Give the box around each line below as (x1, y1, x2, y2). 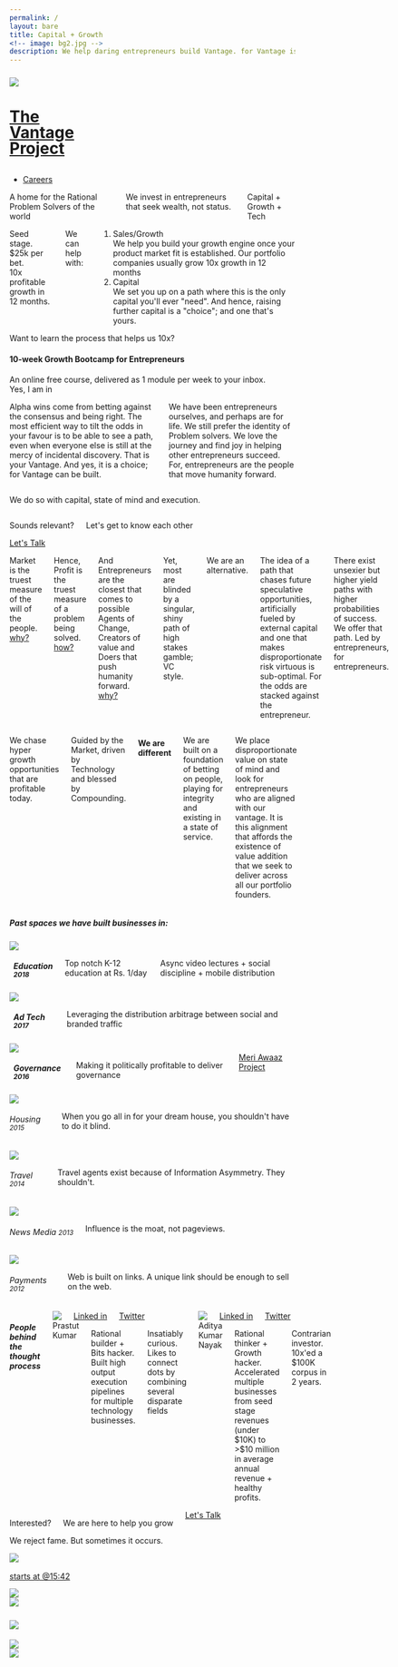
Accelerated (234, 1367, 280, 1378)
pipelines (90, 1386, 125, 1397)
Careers (22, 174, 53, 185)
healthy (234, 1483, 263, 1494)
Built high (90, 1358, 127, 1368)
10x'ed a (291, 1348, 324, 1358)
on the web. (67, 1281, 112, 1292)
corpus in (291, 1367, 327, 1378)
